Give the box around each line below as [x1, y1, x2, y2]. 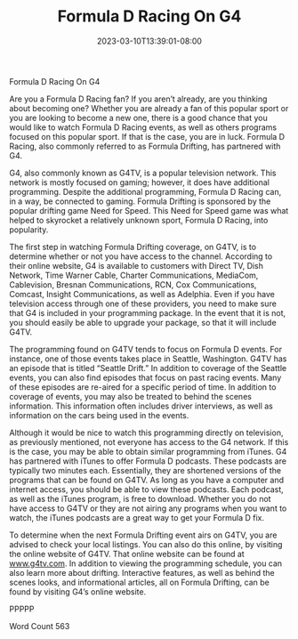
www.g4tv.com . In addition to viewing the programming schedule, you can [9, 558, 283, 569]
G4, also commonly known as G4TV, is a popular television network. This [9, 167, 277, 178]
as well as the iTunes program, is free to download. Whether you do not [9, 493, 271, 504]
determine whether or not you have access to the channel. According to [9, 251, 273, 262]
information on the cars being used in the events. [9, 409, 189, 420]
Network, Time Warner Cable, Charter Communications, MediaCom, [9, 270, 259, 280]
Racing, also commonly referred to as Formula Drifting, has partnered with [9, 141, 281, 151]
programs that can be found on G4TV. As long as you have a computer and [9, 474, 285, 485]
